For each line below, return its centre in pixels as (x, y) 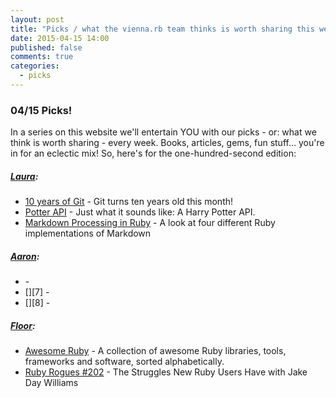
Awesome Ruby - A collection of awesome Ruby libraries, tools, (155, 351)
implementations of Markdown (88, 233)
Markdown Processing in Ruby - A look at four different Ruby (150, 223)
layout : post (37, 19)
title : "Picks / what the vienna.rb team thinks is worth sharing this (162, 29)
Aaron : (25, 256)
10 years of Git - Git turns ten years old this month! (129, 202)
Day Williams (51, 383)
